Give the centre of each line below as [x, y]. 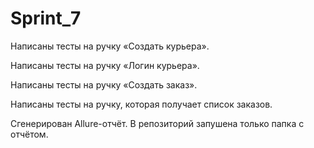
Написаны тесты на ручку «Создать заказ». [104, 84]
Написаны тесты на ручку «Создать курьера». [110, 46]
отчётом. [29, 134]
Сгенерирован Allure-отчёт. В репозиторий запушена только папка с [157, 123]
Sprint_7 [46, 18]
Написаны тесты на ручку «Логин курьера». [105, 65]
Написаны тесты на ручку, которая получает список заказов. [141, 104]
